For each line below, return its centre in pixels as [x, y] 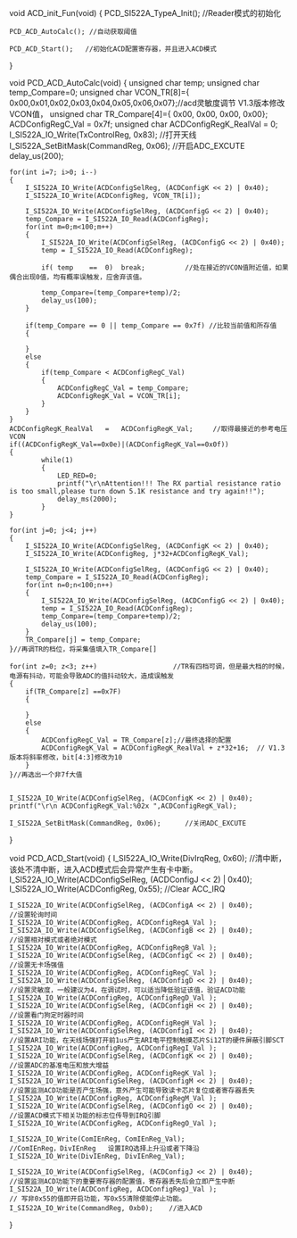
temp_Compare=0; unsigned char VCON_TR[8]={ [99, 92]
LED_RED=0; [77, 476]
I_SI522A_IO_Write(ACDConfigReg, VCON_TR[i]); [113, 195]
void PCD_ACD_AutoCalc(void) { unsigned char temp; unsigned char [135, 83]
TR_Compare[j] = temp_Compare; [83, 640]
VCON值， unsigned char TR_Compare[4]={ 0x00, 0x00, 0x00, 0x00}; [139, 114]
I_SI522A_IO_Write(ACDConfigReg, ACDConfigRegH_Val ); [113, 1023]
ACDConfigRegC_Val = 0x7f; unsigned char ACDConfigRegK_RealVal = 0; [144, 124]
